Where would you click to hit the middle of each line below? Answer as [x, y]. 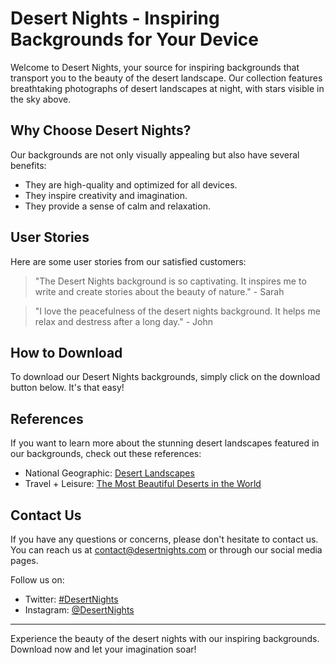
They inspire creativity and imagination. [106, 195]
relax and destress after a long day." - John [123, 321]
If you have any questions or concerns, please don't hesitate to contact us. [164, 539]
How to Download [66, 352]
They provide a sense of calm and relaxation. [117, 206]
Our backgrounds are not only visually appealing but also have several [155, 154]
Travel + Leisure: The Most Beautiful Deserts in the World [143, 484]
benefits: [28, 165]
